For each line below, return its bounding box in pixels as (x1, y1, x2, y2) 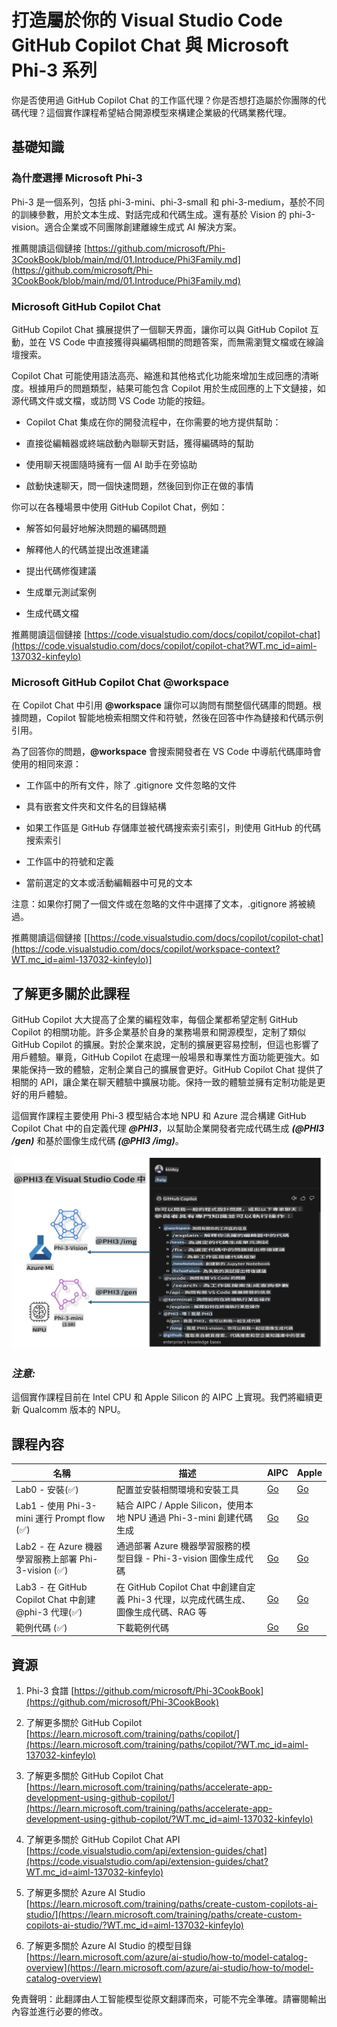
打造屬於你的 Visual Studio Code (11, 9, 283, 32)
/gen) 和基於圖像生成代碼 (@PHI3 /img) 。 (11, 1135, 184, 1147)
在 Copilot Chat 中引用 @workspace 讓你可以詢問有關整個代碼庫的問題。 (11, 699, 313, 711)
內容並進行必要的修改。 (11, 2006, 108, 2018)
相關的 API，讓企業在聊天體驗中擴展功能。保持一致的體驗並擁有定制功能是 (11, 1076, 318, 1088)
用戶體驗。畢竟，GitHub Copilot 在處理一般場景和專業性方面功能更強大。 (11, 1051, 311, 1063)
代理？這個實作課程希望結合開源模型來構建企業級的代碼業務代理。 (19, 106, 292, 118)
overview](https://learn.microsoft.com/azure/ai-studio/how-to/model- (25, 1962, 314, 1974)
